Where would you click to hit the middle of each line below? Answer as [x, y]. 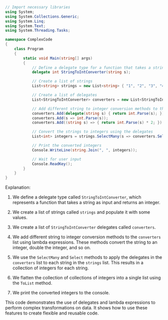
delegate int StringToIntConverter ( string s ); [81, 72]
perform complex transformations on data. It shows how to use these [76, 308]
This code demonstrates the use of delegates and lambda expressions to [80, 302]
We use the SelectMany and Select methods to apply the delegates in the [87, 257]
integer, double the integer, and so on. [51, 248]
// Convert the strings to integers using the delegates [92, 132]
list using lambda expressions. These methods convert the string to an [85, 242]
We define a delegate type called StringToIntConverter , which [77, 197]
